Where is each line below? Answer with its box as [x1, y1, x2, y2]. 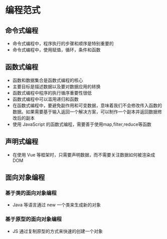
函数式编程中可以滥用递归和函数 [12, 96, 79, 102]
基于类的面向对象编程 [5, 189, 57, 196]
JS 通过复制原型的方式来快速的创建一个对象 [12, 228, 103, 234]
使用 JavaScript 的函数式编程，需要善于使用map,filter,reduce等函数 [12, 121, 152, 127]
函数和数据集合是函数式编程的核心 [12, 77, 83, 83]
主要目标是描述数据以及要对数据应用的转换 [12, 84, 101, 90]
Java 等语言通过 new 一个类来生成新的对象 [12, 202, 101, 208]
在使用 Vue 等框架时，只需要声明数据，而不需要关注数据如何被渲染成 [12, 151, 155, 157]
